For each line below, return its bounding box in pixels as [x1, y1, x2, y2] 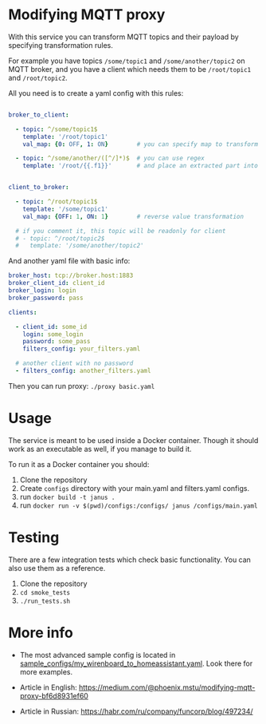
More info [8, 624, 74, 642]
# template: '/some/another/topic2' [15, 242, 145, 250]
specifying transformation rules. [8, 40, 113, 49]
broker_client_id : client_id [8, 279, 105, 287]
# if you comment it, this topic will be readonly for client [15, 227, 226, 235]
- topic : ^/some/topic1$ [15, 125, 98, 133]
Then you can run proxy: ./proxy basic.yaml [8, 381, 155, 390]
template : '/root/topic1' [22, 133, 109, 140]
